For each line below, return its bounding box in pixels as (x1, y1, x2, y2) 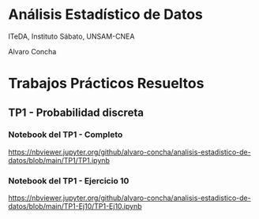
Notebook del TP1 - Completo (8, 129, 123, 140)
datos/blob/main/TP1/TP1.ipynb (8, 155, 111, 165)
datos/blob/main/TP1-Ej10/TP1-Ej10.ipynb (8, 202, 142, 211)
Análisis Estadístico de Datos (8, 6, 203, 24)
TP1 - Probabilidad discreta (8, 106, 145, 119)
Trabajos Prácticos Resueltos (8, 75, 205, 92)
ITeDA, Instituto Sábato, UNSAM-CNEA (8, 32, 135, 41)
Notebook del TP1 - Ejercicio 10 (8, 175, 129, 186)
